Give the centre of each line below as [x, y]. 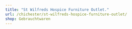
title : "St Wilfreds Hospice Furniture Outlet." [57, 10]
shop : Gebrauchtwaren [28, 19]
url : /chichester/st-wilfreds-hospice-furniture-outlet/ [66, 14]
